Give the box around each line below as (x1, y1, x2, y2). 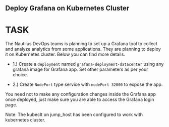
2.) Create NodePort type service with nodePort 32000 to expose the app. (12, 81, 163, 87)
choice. (12, 72, 29, 78)
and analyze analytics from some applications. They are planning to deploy (5, 46, 161, 52)
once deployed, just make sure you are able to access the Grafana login (5, 96, 154, 102)
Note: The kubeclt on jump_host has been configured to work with (5, 111, 143, 117)
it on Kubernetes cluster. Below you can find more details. (5, 51, 125, 57)
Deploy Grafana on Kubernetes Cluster (5, 4, 130, 13)
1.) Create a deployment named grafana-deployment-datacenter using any (12, 61, 164, 67)
